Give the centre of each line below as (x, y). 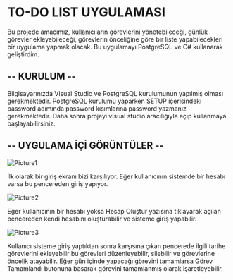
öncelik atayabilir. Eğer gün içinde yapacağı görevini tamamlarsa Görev (110, 261)
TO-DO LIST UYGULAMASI (86, 12)
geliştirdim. (24, 54)
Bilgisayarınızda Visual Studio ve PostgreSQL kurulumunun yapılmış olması (115, 93)
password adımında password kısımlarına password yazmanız (97, 108)
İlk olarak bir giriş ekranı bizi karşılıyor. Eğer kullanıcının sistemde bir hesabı (116, 176)
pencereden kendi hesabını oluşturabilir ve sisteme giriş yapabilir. (102, 219)
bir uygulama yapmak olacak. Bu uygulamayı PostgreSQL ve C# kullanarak (115, 47)
